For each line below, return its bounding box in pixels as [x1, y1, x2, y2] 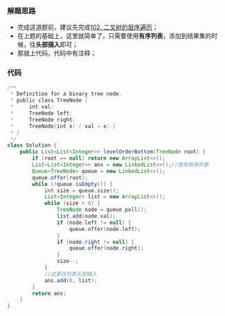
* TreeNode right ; [10, 116, 76, 123]
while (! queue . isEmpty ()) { [32, 180, 113, 187]
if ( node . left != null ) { [56, 219, 132, 226]
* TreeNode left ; [10, 110, 73, 117]
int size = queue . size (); [44, 187, 119, 194]
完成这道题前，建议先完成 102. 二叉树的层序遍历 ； [17, 23, 159, 32]
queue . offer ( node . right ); [69, 245, 144, 252]
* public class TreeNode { [10, 97, 89, 104]
